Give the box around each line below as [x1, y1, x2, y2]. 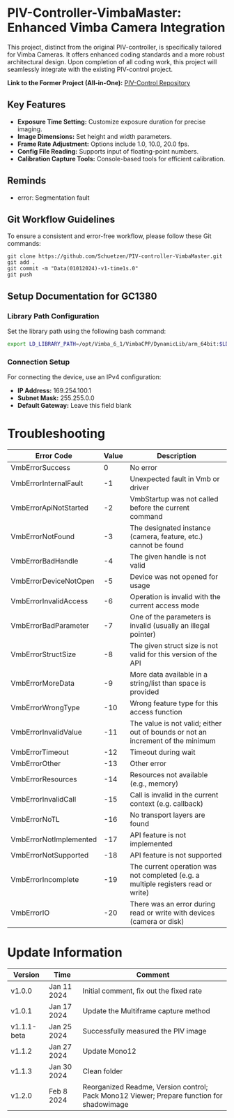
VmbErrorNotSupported [10, 851, 89, 860]
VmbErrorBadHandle [10, 557, 79, 566]
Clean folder [82, 1066, 123, 1076]
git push [7, 271, 33, 279]
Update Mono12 [82, 1046, 137, 1056]
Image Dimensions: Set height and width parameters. [17, 132, 172, 140]
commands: [7, 240, 42, 248]
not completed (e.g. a [130, 871, 200, 881]
